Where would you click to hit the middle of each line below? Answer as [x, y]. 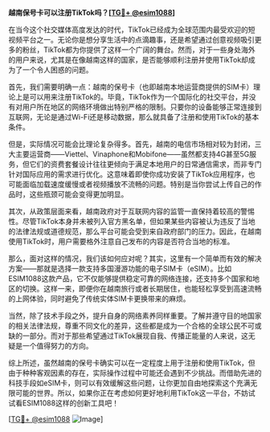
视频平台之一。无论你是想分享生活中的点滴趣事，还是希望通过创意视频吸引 [131, 40]
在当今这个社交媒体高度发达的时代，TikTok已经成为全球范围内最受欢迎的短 [132, 30]
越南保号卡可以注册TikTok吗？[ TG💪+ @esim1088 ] [92, 12]
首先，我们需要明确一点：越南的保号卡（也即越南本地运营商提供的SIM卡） [131, 87]
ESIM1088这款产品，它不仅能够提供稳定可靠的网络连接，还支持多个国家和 [131, 279]
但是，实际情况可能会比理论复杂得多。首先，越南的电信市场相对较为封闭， [131, 144]
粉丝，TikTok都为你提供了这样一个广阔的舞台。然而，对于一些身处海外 [139, 50]
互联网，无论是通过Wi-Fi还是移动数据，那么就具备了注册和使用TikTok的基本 [134, 117]
